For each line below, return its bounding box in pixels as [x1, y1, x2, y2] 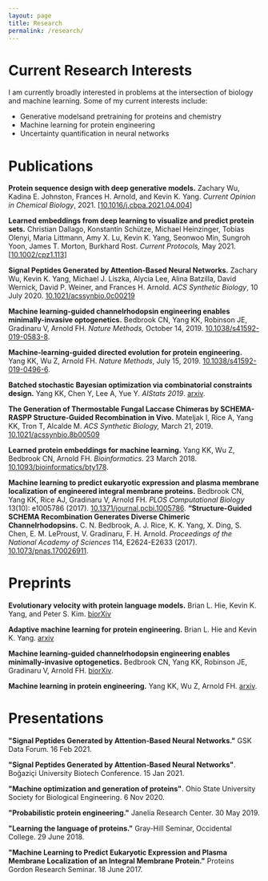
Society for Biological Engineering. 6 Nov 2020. [8, 793, 166, 802]
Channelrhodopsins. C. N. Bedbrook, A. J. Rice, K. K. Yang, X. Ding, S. [8, 520, 242, 530]
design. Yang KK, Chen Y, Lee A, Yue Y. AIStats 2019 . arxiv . [8, 389, 206, 398]
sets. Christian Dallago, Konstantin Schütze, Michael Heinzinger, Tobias [8, 224, 245, 234]
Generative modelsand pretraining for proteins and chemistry [19, 111, 222, 121]
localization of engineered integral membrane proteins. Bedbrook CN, [8, 487, 244, 496]
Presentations [8, 709, 104, 728]
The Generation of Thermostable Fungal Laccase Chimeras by [8, 404, 219, 414]
